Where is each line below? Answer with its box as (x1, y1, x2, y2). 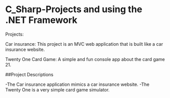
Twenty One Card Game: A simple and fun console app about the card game (5, 56, 165, 62)
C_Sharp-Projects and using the (5, 4, 143, 15)
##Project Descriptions (5, 71, 54, 77)
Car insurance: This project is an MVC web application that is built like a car (5, 41, 163, 47)
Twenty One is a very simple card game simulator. (5, 86, 110, 92)
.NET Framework (5, 14, 78, 26)
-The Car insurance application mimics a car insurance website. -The (5, 81, 150, 87)
